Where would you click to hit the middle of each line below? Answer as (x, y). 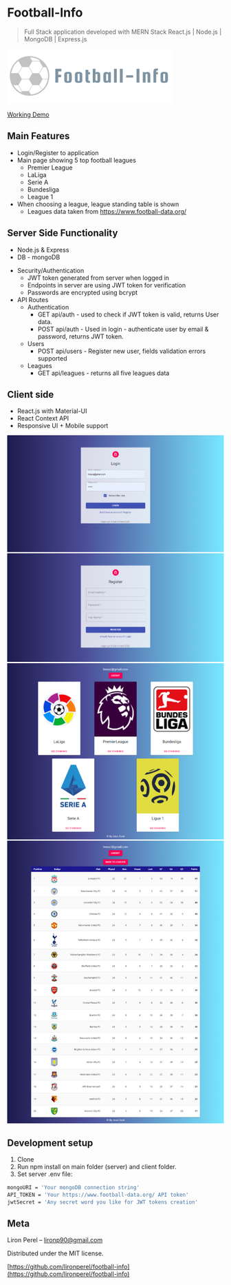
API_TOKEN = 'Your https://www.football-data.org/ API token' (98, 1195)
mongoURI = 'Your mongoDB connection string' (73, 1188)
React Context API (43, 418)
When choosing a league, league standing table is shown (98, 204)
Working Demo (28, 114)
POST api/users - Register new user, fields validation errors (122, 351)
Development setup (50, 1143)
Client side (31, 394)
